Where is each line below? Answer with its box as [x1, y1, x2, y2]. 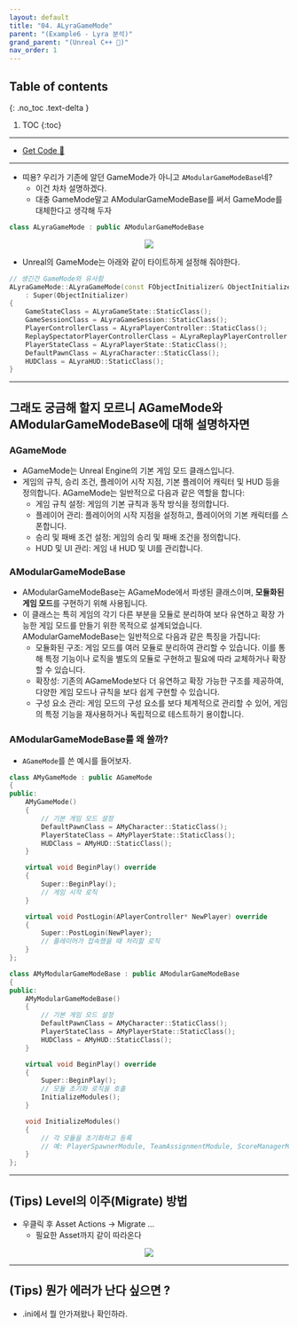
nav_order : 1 [9, 46, 58, 55]
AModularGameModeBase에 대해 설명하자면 [9, 416, 250, 431]
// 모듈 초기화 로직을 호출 [41, 1085, 126, 1094]
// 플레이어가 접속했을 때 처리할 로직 [41, 937, 161, 946]
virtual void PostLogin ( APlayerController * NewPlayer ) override [25, 912, 268, 921]
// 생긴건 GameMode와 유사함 [9, 274, 104, 283]
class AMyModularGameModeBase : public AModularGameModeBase [9, 969, 240, 978]
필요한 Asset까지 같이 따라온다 [35, 1230, 142, 1241]
